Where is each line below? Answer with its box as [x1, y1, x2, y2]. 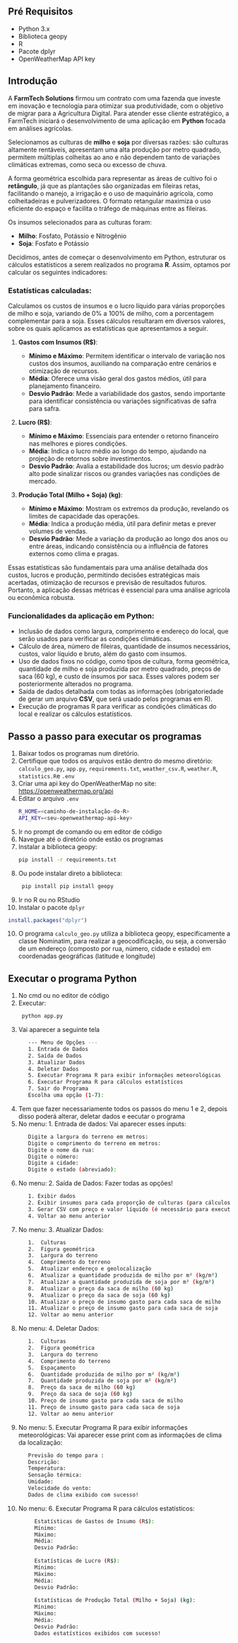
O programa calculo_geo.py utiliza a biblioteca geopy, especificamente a [18, 929, 231, 938]
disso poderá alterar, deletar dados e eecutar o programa [18, 1112, 186, 1120]
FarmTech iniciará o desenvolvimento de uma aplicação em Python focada [8, 116, 226, 125]
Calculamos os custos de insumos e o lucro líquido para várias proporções [8, 301, 225, 310]
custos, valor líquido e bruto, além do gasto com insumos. [18, 649, 187, 658]
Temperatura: [28, 1465, 66, 1472]
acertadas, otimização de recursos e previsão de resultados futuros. [8, 578, 207, 586]
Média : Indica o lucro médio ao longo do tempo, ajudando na [28, 446, 207, 455]
